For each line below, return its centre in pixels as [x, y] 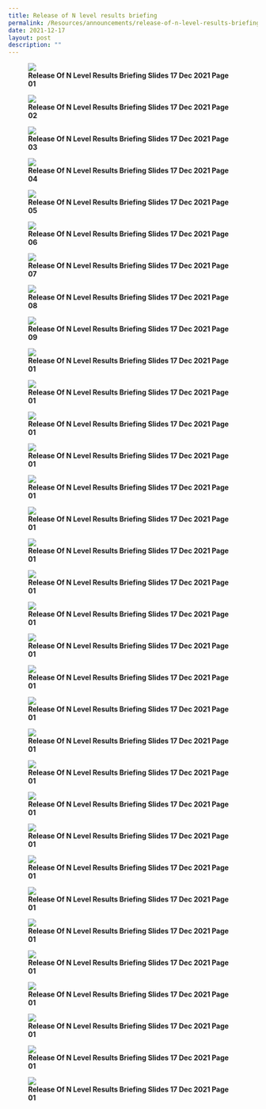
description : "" [35, 45]
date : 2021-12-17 [37, 30]
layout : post [30, 38]
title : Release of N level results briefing [83, 15]
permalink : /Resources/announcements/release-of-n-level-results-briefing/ [136, 23]
